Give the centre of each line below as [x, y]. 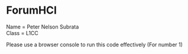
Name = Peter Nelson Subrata [43, 27]
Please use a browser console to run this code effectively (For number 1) [95, 45]
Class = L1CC [22, 33]
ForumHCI [32, 10]
